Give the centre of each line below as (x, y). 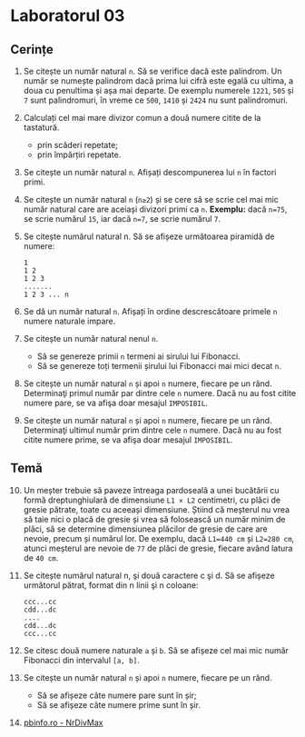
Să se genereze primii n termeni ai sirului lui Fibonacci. (138, 356)
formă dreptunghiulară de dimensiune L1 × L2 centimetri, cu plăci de (152, 500)
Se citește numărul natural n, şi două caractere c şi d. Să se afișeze (149, 575)
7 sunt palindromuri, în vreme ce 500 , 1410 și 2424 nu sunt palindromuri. (156, 100)
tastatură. (41, 127)
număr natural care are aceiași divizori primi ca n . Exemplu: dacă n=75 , (155, 209)
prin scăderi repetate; (78, 145)
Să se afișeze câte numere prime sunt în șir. (118, 704)
